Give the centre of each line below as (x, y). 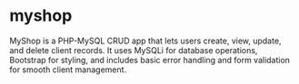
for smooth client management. (68, 70)
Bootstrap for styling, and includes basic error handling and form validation (150, 60)
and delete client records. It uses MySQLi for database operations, (134, 50)
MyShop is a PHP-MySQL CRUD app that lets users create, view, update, (145, 41)
